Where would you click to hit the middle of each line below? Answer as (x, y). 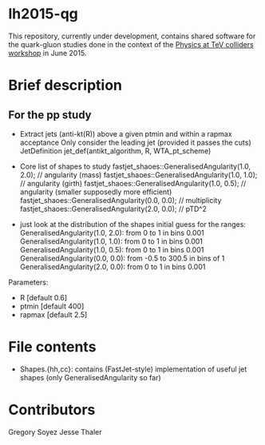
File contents (52, 347)
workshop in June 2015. (47, 53)
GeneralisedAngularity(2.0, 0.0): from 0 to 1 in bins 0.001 (113, 266)
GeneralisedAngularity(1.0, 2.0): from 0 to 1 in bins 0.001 (112, 232)
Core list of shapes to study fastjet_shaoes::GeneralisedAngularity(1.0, (135, 166)
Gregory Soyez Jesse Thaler (55, 431)
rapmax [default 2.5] (53, 314)
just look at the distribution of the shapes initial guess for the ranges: (132, 224)
